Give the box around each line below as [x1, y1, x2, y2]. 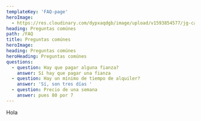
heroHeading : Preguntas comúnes [6, 53, 87, 59]
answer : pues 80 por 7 [17, 92, 74, 98]
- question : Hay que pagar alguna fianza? [11, 64, 119, 71]
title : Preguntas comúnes [6, 37, 71, 43]
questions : [6, 59, 33, 65]
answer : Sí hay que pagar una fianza [17, 70, 111, 76]
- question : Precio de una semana [11, 87, 98, 93]
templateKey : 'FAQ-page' [6, 8, 68, 15]
